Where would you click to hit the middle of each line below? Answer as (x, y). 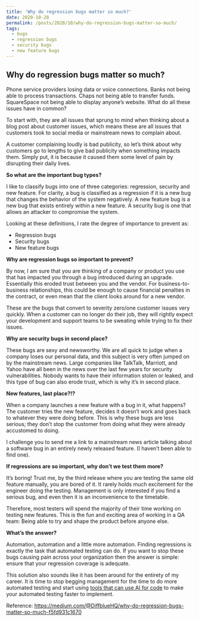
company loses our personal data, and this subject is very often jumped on (98, 356)
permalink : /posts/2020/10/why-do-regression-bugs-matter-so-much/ (92, 23)
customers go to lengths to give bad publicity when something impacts (93, 151)
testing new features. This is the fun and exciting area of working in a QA (95, 515)
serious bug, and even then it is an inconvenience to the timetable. (88, 497)
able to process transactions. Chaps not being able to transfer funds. (91, 96)
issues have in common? (36, 108)
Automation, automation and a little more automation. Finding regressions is (99, 544)
